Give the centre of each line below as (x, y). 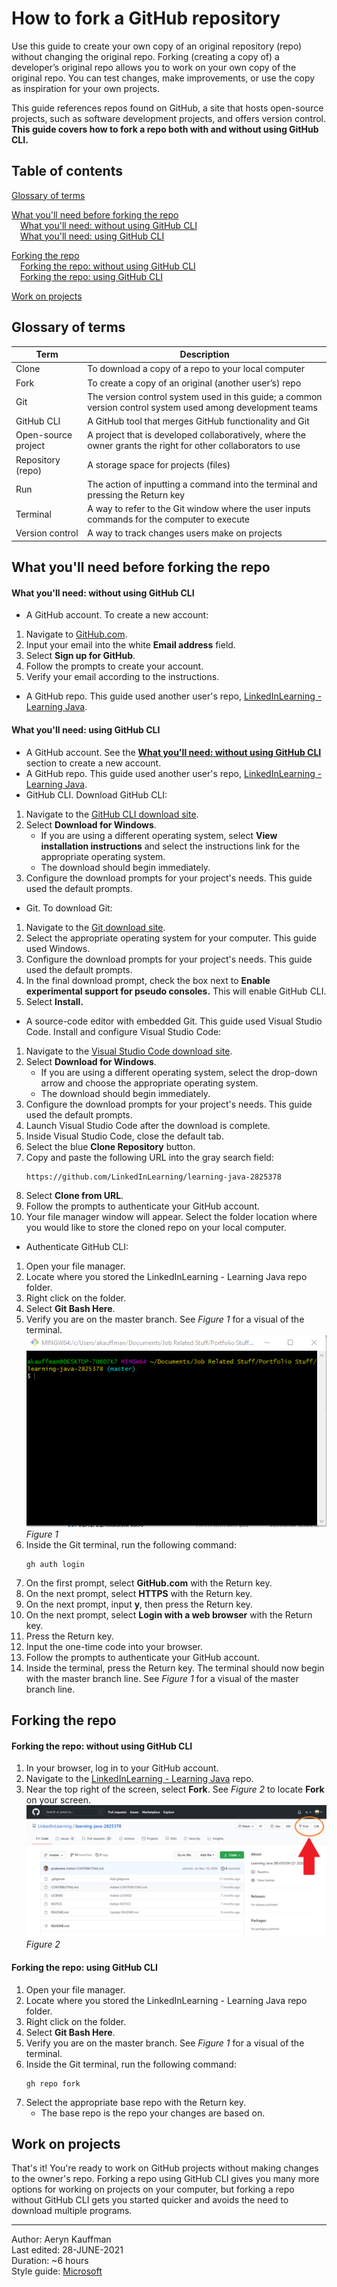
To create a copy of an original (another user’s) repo (194, 383)
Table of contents (67, 171)
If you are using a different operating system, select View (159, 835)
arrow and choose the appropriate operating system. (149, 1083)
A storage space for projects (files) (159, 465)
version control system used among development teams (202, 407)
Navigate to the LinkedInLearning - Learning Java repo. (139, 1779)
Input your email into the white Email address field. (130, 645)
